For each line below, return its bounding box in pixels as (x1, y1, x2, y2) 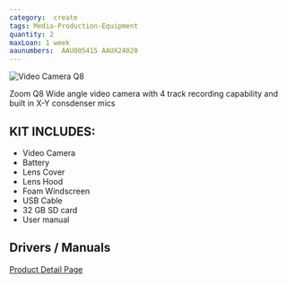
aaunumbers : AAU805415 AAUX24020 (9, 47, 139, 56)
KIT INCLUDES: (9, 124, 96, 139)
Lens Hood (22, 176, 64, 186)
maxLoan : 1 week (9, 38, 70, 47)
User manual (22, 214, 70, 225)
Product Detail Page (9, 263, 83, 274)
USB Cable (22, 194, 63, 206)
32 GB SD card (22, 204, 78, 215)
